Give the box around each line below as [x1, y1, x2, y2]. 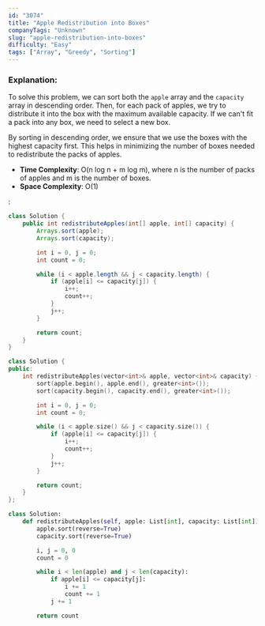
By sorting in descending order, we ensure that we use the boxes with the [8, 133, 248, 142]
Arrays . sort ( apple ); [36, 227, 104, 236]
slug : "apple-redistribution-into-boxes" [8, 33, 147, 42]
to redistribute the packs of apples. [8, 149, 122, 159]
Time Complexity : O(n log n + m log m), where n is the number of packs [19, 165, 255, 175]
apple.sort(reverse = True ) [36, 525, 122, 533]
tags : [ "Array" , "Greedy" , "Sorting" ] [8, 48, 136, 56]
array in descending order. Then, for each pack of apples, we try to [8, 100, 226, 111]
